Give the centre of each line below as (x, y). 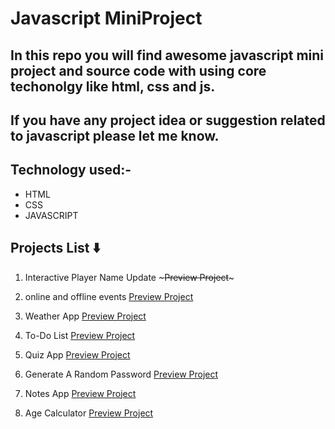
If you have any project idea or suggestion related (168, 120)
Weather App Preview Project (85, 316)
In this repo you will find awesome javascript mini (167, 55)
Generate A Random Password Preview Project (121, 374)
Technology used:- (71, 170)
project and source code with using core (138, 70)
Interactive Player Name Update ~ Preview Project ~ (129, 277)
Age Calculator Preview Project (89, 413)
